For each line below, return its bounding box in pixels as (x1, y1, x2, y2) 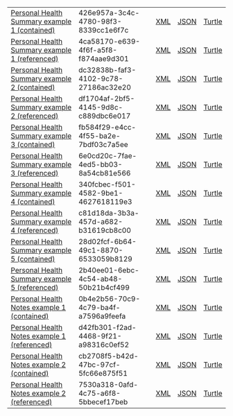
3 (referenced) (10, 168, 59, 177)
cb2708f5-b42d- (78, 352, 139, 361)
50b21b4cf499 (78, 283, 130, 292)
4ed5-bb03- (78, 159, 123, 169)
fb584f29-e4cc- (78, 123, 137, 132)
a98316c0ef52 (78, 340, 130, 349)
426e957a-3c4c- (78, 8, 140, 17)
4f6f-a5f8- (78, 45, 118, 55)
